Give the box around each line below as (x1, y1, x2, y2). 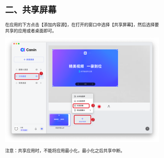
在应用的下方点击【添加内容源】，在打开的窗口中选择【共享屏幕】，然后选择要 (5, 22, 159, 27)
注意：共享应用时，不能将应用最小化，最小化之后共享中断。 (5, 147, 125, 153)
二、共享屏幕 (5, 4, 57, 16)
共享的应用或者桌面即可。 (5, 27, 57, 33)
